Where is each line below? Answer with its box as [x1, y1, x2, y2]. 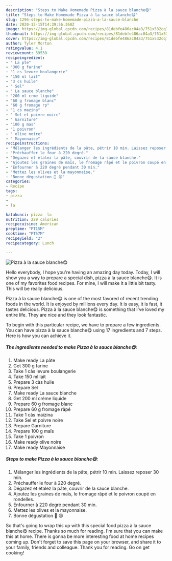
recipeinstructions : [6, 141, 50, 146]
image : [6, 27, 20, 32]
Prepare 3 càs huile [13, 379, 55, 385]
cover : [6, 36, 20, 41]
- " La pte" [6, 60, 31, 65]
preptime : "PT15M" [6, 226, 45, 232]
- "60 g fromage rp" [6, 103, 50, 108]
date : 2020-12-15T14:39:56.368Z [6, 22, 75, 27]
